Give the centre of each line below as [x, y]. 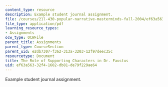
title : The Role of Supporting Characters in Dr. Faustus [67, 61]
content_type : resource [30, 10]
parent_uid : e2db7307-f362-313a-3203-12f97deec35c [59, 51]
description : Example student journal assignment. [59, 14]
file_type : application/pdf [34, 24]
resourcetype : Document [30, 56]
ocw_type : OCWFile [24, 38]
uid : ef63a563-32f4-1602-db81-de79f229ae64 [51, 65]
